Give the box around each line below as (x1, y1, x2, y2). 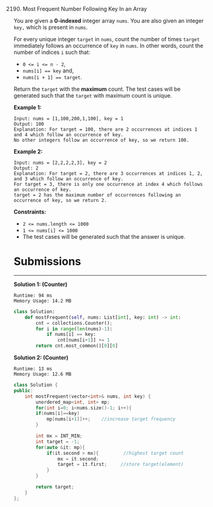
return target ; (35, 484, 75, 490)
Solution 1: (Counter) (13, 281, 67, 288)
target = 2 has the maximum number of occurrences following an (13, 192, 181, 198)
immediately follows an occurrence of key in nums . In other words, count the (13, 42, 204, 49)
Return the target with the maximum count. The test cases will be (13, 85, 181, 93)
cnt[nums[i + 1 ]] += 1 (57, 337, 110, 343)
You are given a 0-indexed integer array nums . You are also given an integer (13, 17, 204, 24)
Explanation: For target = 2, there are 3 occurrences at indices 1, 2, (13, 171, 203, 177)
